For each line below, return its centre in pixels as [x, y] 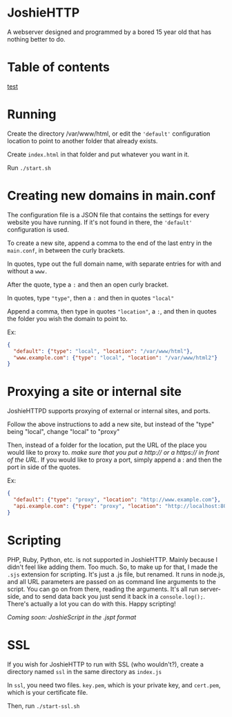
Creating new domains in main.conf [112, 196]
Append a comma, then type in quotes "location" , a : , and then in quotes [112, 311]
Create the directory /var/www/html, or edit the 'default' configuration [109, 134]
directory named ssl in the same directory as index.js [85, 671]
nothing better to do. [36, 39]
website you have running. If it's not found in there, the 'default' [100, 222]
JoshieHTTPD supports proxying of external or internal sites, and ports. [109, 411]
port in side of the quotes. [44, 467]
